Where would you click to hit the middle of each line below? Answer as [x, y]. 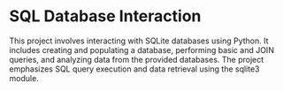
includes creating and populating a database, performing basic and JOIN [141, 49]
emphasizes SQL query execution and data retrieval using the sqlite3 [134, 69]
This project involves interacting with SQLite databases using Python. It [139, 41]
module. [24, 78]
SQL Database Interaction [105, 16]
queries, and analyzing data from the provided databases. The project [137, 59]
